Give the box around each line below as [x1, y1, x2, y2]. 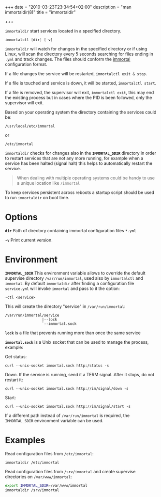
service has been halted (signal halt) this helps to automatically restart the [5, 160, 153, 166]
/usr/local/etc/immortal [5, 124, 55, 128]
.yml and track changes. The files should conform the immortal [5, 56, 131, 62]
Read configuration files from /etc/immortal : [5, 450, 94, 456]
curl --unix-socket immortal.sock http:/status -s [5, 363, 109, 368]
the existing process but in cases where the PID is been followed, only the [5, 95, 152, 100]
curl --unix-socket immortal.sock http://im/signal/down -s [5, 386, 129, 391]
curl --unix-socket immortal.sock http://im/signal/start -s [5, 404, 131, 409]
